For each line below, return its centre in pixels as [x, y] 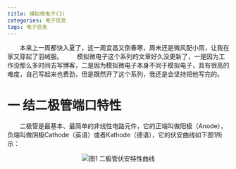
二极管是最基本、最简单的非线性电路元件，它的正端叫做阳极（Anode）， [123, 126]
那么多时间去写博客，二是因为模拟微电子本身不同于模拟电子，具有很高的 [124, 65]
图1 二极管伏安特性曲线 [122, 158]
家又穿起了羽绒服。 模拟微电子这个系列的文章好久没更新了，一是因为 [113, 56]
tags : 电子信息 [27, 27]
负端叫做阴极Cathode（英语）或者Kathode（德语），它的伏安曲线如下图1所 [115, 135]
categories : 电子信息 [37, 20]
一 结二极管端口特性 [64, 105]
